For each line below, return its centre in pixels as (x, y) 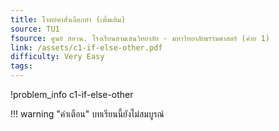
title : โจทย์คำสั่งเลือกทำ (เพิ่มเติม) (68, 19)
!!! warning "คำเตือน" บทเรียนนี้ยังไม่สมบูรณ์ (87, 114)
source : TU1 (35, 29)
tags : (21, 66)
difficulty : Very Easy (57, 57)
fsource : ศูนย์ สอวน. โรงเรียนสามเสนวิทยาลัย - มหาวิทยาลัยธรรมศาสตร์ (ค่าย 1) (140, 38)
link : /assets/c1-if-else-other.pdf (86, 47)
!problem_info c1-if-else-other (72, 94)
